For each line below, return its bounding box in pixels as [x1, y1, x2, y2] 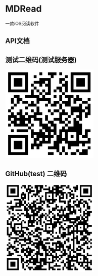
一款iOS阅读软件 [5, 20, 39, 26]
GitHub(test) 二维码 [5, 169, 67, 178]
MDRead [5, 3, 42, 15]
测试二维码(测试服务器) [5, 55, 77, 64]
